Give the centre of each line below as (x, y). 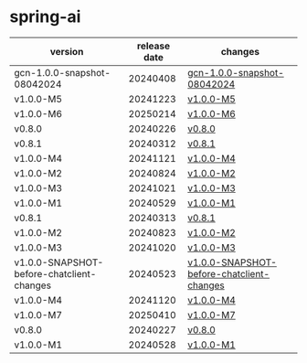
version (67, 51)
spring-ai (45, 17)
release (153, 46)
